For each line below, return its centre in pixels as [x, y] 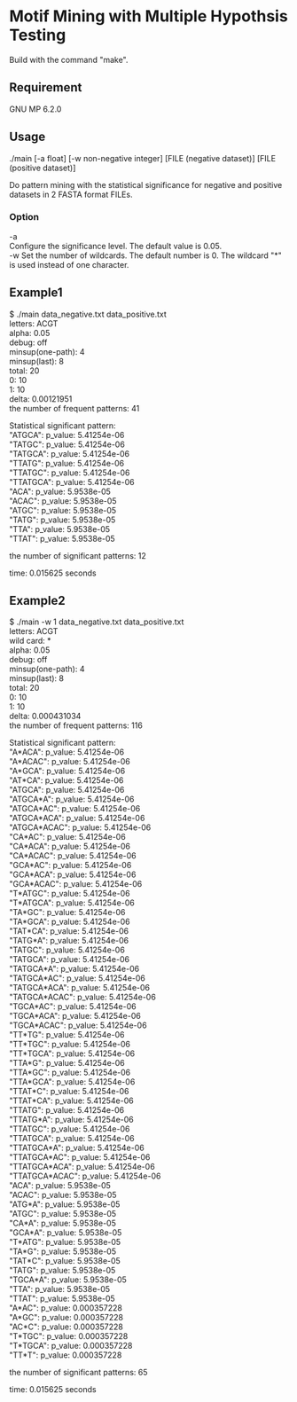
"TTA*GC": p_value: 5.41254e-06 [70, 1073]
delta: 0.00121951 [41, 399]
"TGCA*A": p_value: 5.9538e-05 [68, 1280]
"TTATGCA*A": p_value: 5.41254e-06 [77, 1148]
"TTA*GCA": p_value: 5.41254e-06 [72, 1082]
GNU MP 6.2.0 [35, 109]
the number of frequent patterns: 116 [76, 725]
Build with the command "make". [69, 59]
